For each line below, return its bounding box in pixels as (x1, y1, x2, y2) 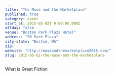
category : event (5, 16, 39, 21)
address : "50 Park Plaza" (5, 35, 58, 40)
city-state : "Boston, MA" (5, 39, 58, 44)
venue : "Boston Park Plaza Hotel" (5, 30, 77, 35)
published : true (5, 12, 39, 17)
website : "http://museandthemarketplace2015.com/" (5, 48, 112, 53)
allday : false (5, 25, 35, 30)
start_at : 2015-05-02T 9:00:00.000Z (5, 21, 80, 26)
